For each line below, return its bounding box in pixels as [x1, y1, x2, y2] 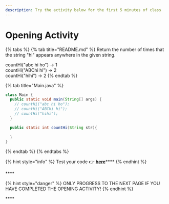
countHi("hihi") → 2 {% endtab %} [5, 72, 78, 79]
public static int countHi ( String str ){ [10, 125, 97, 130]
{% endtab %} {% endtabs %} [5, 148, 69, 155]
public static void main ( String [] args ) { [10, 97, 102, 102]
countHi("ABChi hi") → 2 [5, 67, 57, 73]
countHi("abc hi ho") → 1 [5, 62, 57, 68]
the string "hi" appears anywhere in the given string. [5, 52, 116, 58]
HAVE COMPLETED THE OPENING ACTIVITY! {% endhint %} [5, 186, 134, 192]
